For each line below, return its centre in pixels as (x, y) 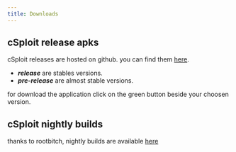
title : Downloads (33, 14)
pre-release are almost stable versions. (75, 81)
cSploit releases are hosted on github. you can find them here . (98, 59)
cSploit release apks (53, 43)
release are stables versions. (60, 73)
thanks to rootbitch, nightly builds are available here (83, 141)
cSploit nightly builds (55, 124)
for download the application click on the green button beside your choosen (118, 94)
